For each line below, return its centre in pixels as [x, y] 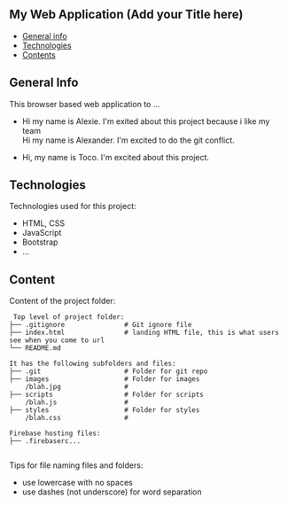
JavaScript [42, 233]
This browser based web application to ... [85, 104]
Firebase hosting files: [55, 433]
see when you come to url [57, 340]
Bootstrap [40, 242]
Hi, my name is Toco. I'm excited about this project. [116, 157]
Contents [39, 54]
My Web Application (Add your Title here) [126, 15]
